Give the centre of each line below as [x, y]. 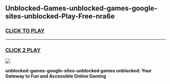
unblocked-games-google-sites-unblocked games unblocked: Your [78, 70]
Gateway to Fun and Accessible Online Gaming [56, 76]
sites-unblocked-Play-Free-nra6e [60, 17]
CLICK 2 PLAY [23, 50]
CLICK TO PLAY [25, 31]
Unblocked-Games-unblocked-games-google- [81, 8]
